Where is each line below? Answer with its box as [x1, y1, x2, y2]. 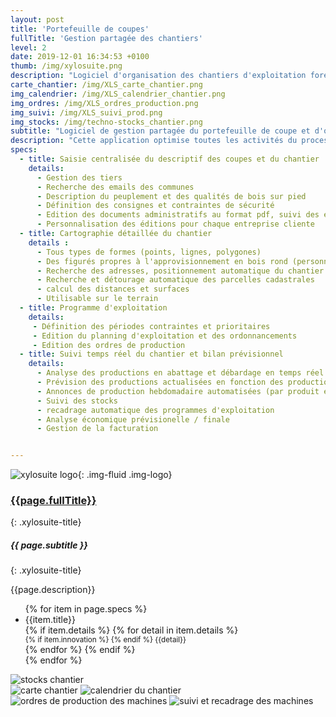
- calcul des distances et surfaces [36, 284, 190, 295]
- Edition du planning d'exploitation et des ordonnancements [32, 331, 298, 341]
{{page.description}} [10, 584, 96, 596]
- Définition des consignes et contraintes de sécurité [36, 201, 275, 211]
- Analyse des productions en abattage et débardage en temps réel [36, 368, 325, 378]
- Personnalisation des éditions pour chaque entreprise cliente [36, 219, 315, 230]
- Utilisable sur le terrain [36, 294, 159, 304]
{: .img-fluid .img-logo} [77, 469, 173, 481]
